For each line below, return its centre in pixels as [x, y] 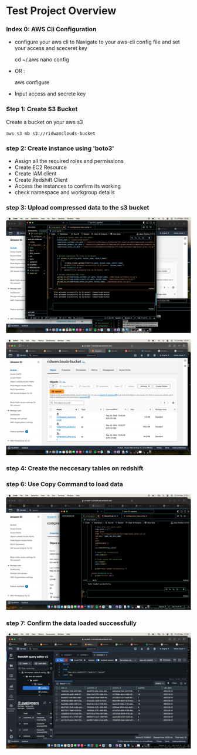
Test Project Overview [61, 11]
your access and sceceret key [51, 48]
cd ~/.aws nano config [42, 59]
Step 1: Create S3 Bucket [42, 109]
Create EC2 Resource [41, 167]
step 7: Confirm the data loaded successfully [71, 623]
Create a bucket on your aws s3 [45, 122]
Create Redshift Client [41, 180]
